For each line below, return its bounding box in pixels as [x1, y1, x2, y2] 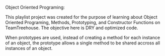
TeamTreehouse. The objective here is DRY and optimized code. [5, 25, 138, 31]
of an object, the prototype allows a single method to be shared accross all [5, 40, 160, 46]
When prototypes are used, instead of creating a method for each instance [5, 35, 160, 40]
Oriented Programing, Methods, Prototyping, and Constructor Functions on [5, 20, 160, 25]
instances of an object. [5, 45, 53, 51]
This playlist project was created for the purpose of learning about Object [5, 14, 157, 20]
